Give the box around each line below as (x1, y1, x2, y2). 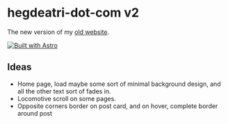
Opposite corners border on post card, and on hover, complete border (17, 102, 218, 110)
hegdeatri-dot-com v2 (7, 5, 140, 21)
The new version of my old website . (7, 28, 110, 36)
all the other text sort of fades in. (17, 87, 111, 95)
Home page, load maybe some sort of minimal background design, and (17, 80, 221, 88)
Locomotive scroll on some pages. (17, 94, 116, 103)
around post (17, 109, 53, 117)
